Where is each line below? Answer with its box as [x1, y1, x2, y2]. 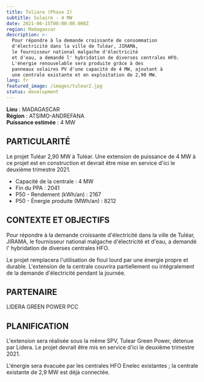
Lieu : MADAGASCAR [6, 105, 60, 113]
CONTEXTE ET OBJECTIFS [6, 215, 110, 226]
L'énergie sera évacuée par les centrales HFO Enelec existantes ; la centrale [6, 362, 198, 370]
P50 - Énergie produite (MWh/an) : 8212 [15, 197, 116, 204]
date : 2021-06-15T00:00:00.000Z [6, 20, 89, 26]
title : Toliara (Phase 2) [6, 9, 72, 15]
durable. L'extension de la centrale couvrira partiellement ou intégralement [6, 262, 195, 270]
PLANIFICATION [6, 321, 69, 331]
